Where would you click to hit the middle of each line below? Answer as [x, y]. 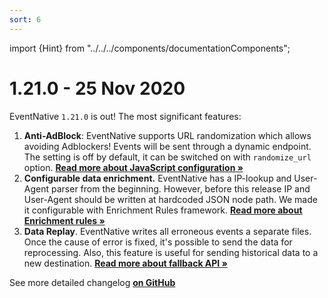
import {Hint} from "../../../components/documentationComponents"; [150, 48]
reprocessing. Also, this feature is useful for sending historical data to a [171, 252]
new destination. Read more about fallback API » [125, 263]
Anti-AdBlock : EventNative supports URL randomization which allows [167, 135]
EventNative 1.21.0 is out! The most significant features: [125, 116]
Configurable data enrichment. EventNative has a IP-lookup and [157, 178]
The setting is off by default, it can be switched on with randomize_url [167, 157]
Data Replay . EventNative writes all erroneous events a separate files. [167, 231]
